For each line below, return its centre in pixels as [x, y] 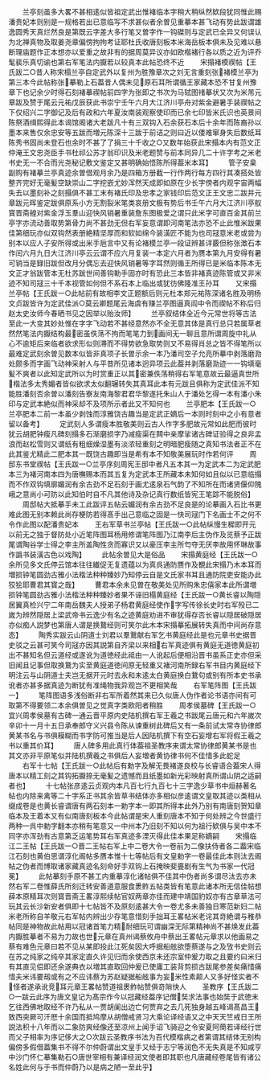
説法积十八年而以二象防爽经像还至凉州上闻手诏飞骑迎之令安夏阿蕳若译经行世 [135, 1027]
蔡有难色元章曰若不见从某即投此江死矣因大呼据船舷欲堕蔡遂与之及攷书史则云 [135, 946]
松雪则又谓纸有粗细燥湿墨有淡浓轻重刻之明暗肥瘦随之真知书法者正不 [142, 444]
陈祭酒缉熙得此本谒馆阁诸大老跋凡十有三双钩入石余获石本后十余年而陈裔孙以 [135, 122]
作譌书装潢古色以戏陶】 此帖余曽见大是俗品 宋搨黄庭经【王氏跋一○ [133, 554]
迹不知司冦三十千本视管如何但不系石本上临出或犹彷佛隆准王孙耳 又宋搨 [133, 283]
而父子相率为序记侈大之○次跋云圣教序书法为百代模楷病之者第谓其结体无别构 [135, 1037]
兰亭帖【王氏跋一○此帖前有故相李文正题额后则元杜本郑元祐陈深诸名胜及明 [131, 293]
